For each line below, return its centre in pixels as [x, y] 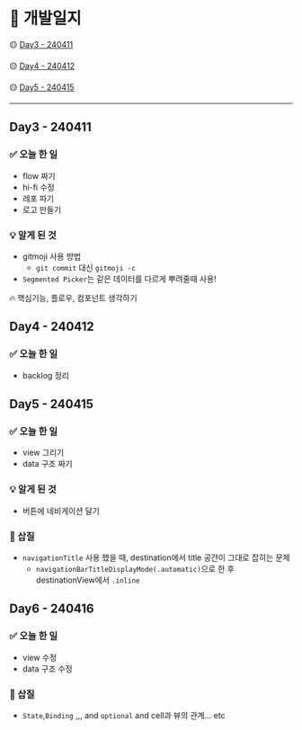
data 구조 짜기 [48, 464]
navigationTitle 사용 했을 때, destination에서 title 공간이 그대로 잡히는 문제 [156, 557]
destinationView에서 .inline [88, 580]
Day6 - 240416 [52, 609]
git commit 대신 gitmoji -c [86, 267]
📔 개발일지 [46, 18]
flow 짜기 [39, 175]
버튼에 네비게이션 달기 [61, 511]
